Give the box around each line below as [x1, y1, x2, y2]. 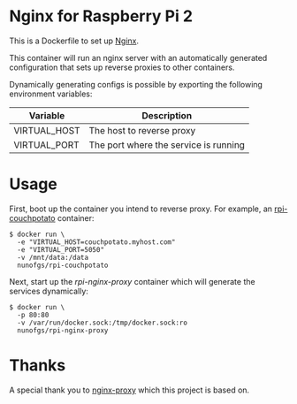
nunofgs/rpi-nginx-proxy [17, 325, 109, 335]
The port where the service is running [88, 139, 246, 151]
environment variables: [9, 88, 93, 99]
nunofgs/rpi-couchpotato [17, 261, 109, 270]
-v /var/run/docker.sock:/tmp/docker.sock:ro [17, 318, 188, 327]
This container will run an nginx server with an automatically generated [9, 52, 268, 63]
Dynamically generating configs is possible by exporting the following [9, 79, 263, 89]
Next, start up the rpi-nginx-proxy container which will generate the [9, 276, 255, 286]
